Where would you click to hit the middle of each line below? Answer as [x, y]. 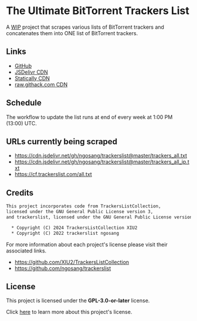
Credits [20, 192]
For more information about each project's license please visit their [87, 244]
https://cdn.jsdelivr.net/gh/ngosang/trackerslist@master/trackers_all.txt [101, 156]
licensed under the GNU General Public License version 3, [80, 212]
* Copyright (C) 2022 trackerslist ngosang [65, 233]
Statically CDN [32, 78]
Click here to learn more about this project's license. [69, 312]
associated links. [26, 251]
